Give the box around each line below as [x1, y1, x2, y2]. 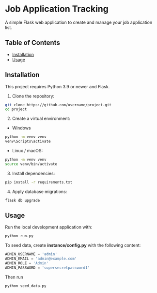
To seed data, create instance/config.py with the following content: [5, 243, 141, 248]
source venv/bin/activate [5, 162, 57, 166]
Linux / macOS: [12, 148, 43, 154]
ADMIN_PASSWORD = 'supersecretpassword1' [5, 265, 90, 270]
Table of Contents [5, 39, 61, 47]
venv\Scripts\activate [5, 139, 51, 144]
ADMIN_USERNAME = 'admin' [5, 252, 57, 257]
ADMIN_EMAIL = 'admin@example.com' [5, 256, 77, 261]
